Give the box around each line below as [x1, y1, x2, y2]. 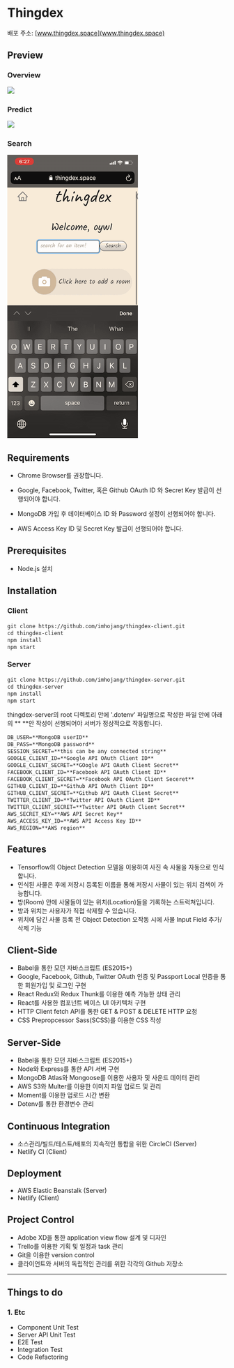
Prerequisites [7, 545, 67, 557]
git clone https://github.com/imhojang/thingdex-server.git [7, 676, 186, 683]
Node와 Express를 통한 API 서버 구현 [17, 1065, 120, 1073]
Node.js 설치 [17, 564, 53, 572]
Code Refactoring [17, 1353, 68, 1361]
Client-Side [7, 945, 58, 957]
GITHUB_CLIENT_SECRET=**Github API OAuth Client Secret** [7, 789, 179, 796]
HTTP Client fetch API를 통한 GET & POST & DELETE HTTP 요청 [17, 1008, 198, 1016]
